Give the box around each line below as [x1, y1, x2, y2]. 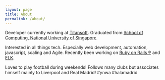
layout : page [5, 7, 32, 12]
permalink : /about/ [5, 16, 46, 21]
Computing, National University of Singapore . [5, 35, 98, 41]
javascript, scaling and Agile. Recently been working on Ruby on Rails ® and [5, 50, 160, 55]
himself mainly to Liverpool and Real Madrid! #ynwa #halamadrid [5, 70, 138, 76]
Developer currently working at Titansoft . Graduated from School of [5, 30, 144, 36]
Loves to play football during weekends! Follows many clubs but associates [5, 64, 159, 70]
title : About [5, 12, 32, 17]
